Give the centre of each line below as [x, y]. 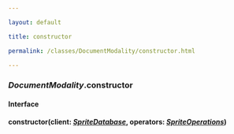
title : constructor [40, 36]
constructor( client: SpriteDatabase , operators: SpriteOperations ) [117, 121]
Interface [24, 104]
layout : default [35, 22]
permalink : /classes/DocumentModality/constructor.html [102, 51]
